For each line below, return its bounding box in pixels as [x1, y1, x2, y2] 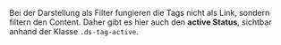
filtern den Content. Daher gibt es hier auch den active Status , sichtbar [9, 17, 272, 27]
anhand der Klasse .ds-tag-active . [9, 26, 139, 36]
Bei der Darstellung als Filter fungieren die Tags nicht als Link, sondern [9, 8, 270, 18]
